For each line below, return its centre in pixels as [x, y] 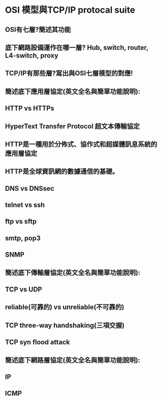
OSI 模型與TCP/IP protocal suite [70, 10]
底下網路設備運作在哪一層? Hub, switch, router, [77, 48]
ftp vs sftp [21, 222]
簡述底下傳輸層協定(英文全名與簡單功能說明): [73, 272]
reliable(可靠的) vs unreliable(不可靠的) [65, 307]
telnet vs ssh [25, 205]
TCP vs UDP [24, 290]
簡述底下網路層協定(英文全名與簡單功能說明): [73, 360]
